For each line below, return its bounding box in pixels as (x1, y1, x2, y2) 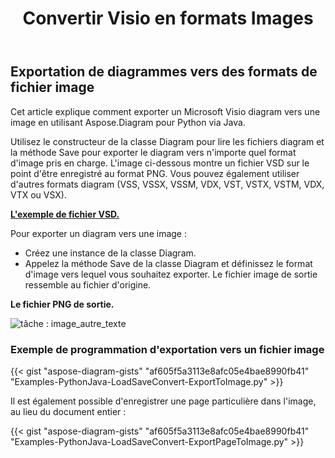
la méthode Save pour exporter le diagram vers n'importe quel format (10, 146, 297, 158)
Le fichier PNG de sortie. (10, 298, 115, 310)
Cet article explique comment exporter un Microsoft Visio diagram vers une (10, 105, 321, 117)
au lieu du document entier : (10, 405, 127, 417)
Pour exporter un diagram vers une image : (10, 227, 187, 239)
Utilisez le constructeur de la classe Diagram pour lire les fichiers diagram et (10, 135, 325, 147)
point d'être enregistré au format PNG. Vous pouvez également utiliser (10, 167, 300, 179)
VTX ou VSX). (10, 188, 67, 201)
